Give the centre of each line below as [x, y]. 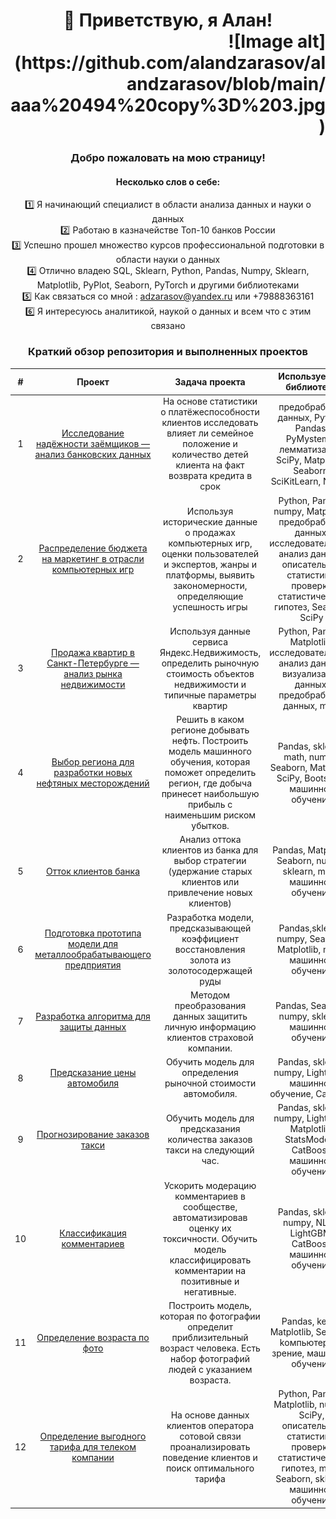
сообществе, [210, 1206]
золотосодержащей [210, 970]
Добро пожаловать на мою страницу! [168, 158]
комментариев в [210, 1196]
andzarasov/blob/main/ [226, 84]
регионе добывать [210, 730]
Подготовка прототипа [93, 933]
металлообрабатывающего [93, 955]
